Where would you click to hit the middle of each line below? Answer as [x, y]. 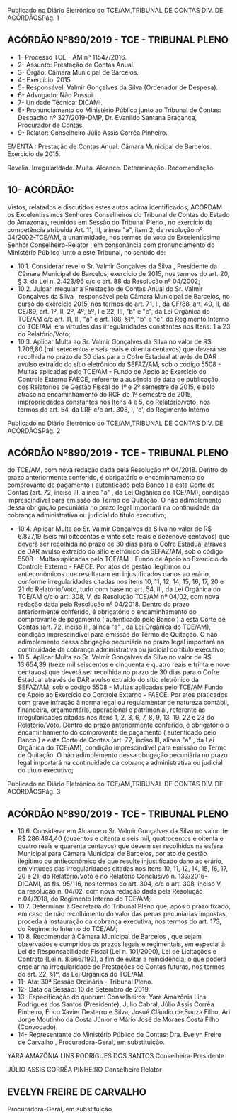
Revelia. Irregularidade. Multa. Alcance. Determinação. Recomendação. [111, 168]
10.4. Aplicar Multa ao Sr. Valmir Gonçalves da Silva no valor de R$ [115, 529]
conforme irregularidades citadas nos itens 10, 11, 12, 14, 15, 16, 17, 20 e [121, 582]
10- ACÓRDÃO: [41, 190]
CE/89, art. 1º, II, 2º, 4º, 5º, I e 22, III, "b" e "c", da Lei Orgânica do [114, 311]
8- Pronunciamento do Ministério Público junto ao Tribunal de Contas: [119, 110]
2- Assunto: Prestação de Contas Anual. [76, 65]
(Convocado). [37, 1027]
